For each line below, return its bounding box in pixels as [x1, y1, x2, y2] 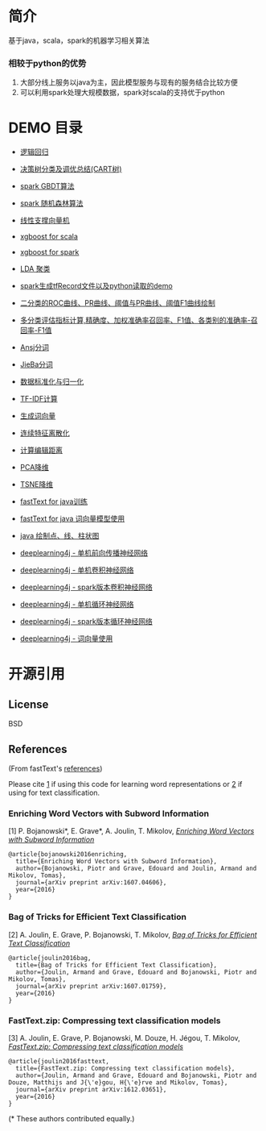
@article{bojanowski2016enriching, [8, 850, 128, 859]
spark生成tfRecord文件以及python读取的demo [19, 281, 173, 291]
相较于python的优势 [8, 57, 87, 69]
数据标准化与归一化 [19, 376, 84, 387]
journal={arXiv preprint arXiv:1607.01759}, [15, 982, 167, 990]
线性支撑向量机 [19, 215, 70, 226]
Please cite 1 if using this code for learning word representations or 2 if [8, 779, 243, 788]
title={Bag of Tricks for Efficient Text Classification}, [15, 961, 218, 969]
